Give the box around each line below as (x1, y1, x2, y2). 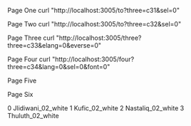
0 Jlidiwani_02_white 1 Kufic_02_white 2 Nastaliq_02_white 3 (7, 104, 185, 112)
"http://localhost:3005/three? (56, 33, 142, 42)
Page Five (7, 76, 37, 85)
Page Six (7, 90, 33, 98)
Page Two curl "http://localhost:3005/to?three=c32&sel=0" (7, 20, 182, 28)
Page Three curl (7, 33, 55, 42)
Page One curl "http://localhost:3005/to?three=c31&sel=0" (7, 6, 180, 14)
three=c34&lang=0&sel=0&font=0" (7, 63, 110, 70)
